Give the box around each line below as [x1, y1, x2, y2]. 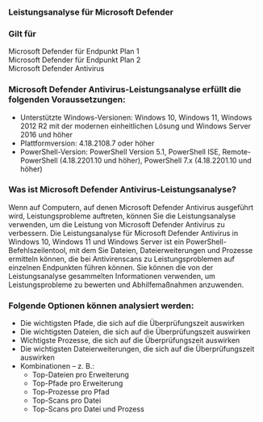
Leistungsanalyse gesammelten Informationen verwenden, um [8, 271, 215, 281]
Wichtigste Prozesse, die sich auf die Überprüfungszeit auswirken [19, 335, 240, 345]
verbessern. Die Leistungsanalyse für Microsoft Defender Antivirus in [8, 228, 239, 238]
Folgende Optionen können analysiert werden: [8, 300, 194, 311]
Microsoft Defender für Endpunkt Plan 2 [8, 55, 141, 65]
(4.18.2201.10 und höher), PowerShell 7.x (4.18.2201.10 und [59, 155, 252, 165]
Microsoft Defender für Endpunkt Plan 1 [8, 47, 140, 57]
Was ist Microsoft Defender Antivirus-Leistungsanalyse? [8, 184, 236, 196]
